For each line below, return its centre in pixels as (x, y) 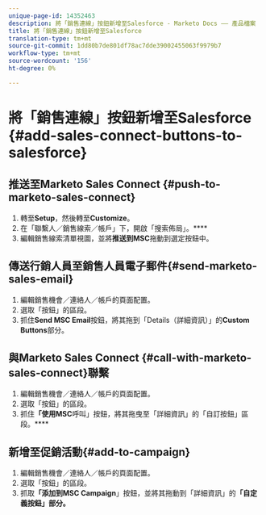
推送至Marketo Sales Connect (85, 184)
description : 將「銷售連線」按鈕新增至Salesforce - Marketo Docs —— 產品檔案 (132, 23)
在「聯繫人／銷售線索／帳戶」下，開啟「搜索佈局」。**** (114, 228)
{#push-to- (191, 184)
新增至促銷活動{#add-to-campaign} (100, 452)
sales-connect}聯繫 (59, 373)
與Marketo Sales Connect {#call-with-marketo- (130, 357)
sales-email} (41, 279)
